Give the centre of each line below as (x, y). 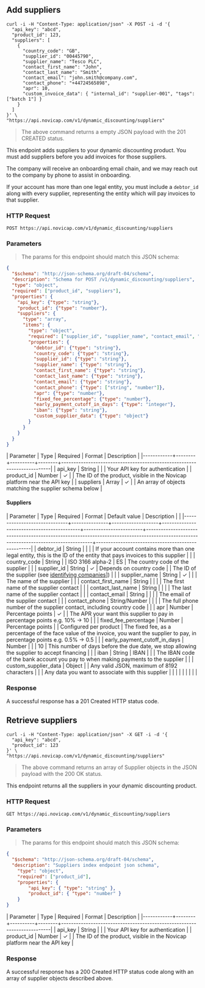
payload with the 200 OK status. (62, 773)
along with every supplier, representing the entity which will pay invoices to (101, 193)
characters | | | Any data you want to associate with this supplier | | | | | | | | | (102, 672)
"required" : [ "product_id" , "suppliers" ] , (67, 291)
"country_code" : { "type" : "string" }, (81, 353)
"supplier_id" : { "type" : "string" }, (80, 359)
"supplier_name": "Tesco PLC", (62, 61)
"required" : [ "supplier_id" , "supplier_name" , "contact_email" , (112, 336)
